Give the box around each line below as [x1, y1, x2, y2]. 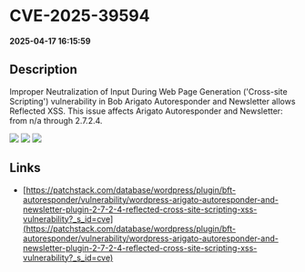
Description [9, 62, 77, 77]
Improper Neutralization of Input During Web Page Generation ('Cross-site [9, 86, 289, 96]
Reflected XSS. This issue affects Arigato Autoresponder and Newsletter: [9, 106, 284, 116]
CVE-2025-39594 [9, 5, 150, 26]
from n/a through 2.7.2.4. [9, 115, 103, 126]
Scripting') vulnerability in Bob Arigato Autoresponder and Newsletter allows [9, 96, 296, 106]
